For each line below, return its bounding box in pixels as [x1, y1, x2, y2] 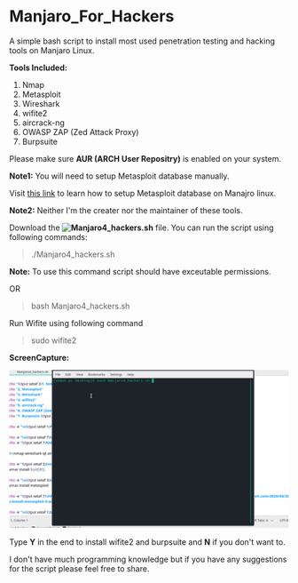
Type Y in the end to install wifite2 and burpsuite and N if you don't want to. [9, 537, 286, 547]
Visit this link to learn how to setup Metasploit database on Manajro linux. [9, 188, 277, 198]
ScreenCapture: [9, 352, 69, 363]
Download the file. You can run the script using [9, 222, 274, 233]
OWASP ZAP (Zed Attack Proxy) [21, 126, 139, 137]
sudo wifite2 [30, 335, 77, 346]
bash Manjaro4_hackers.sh [30, 300, 130, 311]
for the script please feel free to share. [9, 563, 150, 574]
